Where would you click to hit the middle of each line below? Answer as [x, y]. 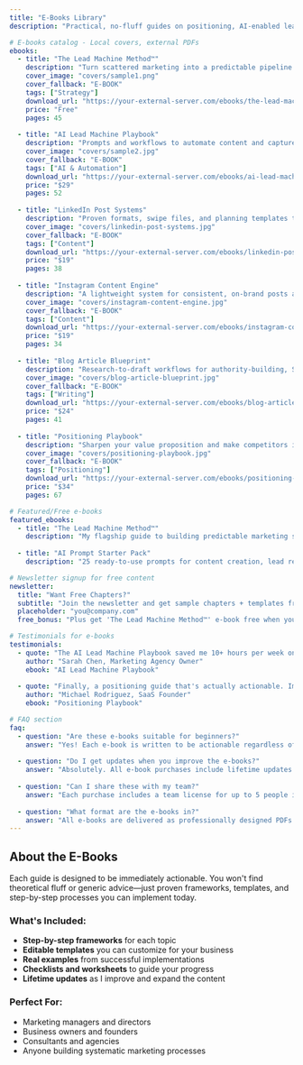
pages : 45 [44, 118]
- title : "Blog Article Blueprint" [84, 361]
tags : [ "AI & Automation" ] [76, 168]
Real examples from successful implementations [113, 959]
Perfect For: [36, 1002]
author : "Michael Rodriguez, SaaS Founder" [109, 695]
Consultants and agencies [71, 1041]
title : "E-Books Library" [58, 18]
